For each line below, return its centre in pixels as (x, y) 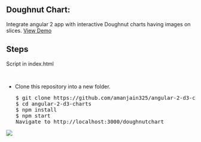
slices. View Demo (29, 30)
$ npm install (36, 109)
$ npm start (33, 115)
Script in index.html (30, 64)
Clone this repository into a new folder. (63, 87)
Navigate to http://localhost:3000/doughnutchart (90, 121)
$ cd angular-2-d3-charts (54, 104)
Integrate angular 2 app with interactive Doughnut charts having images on (98, 24)
